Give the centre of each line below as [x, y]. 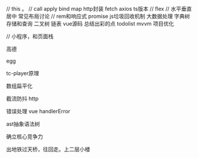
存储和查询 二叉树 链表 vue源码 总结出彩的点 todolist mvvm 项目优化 [90, 24]
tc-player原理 [23, 73]
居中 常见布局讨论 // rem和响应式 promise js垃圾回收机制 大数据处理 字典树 [98, 16]
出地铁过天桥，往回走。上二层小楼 [48, 149]
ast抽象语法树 [23, 124]
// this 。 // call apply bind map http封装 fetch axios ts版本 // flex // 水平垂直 [99, 9]
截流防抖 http [22, 98]
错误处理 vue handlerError [38, 111]
